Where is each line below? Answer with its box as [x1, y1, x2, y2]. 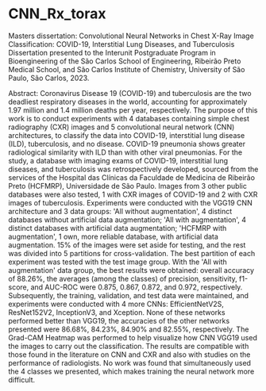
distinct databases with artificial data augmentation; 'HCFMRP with [8, 223, 227, 232]
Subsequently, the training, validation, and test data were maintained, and [8, 290, 249, 300]
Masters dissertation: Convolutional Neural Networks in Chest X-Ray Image [8, 31, 254, 40]
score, [8, 282, 29, 292]
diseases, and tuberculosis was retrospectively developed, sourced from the [8, 164, 259, 174]
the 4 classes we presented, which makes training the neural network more [8, 366, 255, 376]
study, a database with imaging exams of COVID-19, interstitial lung [8, 155, 229, 165]
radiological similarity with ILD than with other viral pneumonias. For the [8, 148, 243, 157]
